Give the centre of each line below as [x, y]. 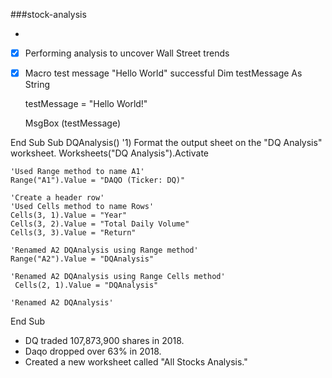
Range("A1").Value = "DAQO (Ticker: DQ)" [98, 180]
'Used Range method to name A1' [77, 172]
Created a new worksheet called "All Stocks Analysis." [136, 362]
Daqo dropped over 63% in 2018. [93, 351]
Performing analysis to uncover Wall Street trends [127, 53]
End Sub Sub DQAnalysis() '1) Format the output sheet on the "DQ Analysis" [166, 143]
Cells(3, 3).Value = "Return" [73, 233]
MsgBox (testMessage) [73, 123]
